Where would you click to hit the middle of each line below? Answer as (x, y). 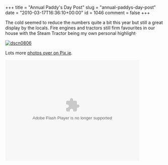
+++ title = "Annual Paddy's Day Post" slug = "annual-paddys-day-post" (81, 7)
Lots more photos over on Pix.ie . (39, 53)
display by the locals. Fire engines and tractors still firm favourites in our (80, 28)
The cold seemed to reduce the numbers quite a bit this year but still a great (84, 23)
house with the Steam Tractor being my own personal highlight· (71, 33)
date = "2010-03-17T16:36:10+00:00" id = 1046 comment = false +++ (78, 13)
